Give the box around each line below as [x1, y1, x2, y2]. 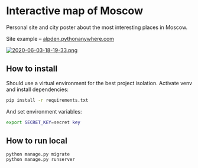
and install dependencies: [6, 86, 69, 93]
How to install [6, 64, 58, 74]
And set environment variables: [6, 108, 82, 115]
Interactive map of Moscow [6, 4, 144, 18]
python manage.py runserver [6, 157, 76, 163]
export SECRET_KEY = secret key [6, 119, 81, 125]
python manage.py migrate [6, 151, 70, 157]
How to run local [6, 135, 68, 146]
